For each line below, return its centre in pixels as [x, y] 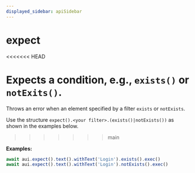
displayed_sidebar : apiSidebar [44, 11]
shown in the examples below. [42, 126]
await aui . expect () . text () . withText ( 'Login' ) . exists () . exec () [83, 159]
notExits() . [34, 92]
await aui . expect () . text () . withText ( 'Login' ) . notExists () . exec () [87, 165]
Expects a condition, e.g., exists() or [98, 80]
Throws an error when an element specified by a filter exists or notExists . [96, 108]
